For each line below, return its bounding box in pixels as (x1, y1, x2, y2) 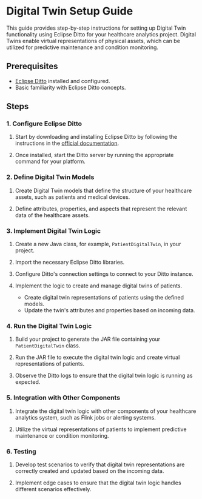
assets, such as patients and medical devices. (15, 193, 130, 201)
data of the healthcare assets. (15, 211, 90, 219)
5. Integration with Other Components (6, 394, 120, 402)
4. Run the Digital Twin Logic (6, 321, 92, 330)
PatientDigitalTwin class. (15, 342, 81, 349)
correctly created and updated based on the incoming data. (15, 467, 164, 474)
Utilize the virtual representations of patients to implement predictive (15, 426, 187, 433)
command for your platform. (15, 158, 86, 165)
